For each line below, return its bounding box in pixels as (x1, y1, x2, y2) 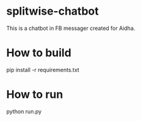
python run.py (6, 108, 42, 115)
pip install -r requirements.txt (6, 66, 79, 73)
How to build (6, 46, 71, 60)
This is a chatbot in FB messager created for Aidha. (6, 24, 136, 32)
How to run (6, 87, 63, 101)
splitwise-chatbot (6, 4, 99, 18)
